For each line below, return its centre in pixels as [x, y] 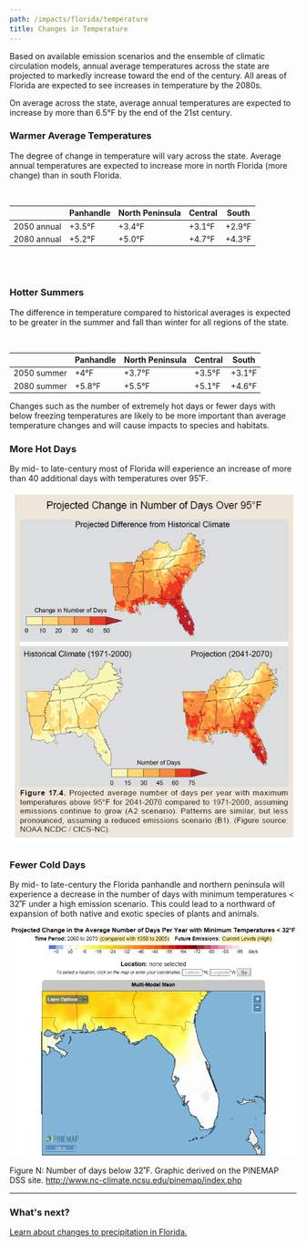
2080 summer [40, 386]
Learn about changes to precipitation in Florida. [98, 1232]
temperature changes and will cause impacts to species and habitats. [140, 426]
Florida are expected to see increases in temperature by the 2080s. [136, 85]
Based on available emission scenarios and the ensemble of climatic [138, 56]
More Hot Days [43, 449]
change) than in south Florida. [66, 175]
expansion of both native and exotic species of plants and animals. [134, 913]
